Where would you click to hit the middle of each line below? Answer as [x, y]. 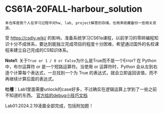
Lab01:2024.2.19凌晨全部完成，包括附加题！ [49, 106]
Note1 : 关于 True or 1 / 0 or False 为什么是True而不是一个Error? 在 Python [81, 60]
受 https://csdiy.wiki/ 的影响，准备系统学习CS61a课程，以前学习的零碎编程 [80, 38]
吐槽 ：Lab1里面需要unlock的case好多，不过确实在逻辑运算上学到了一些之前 [81, 89]
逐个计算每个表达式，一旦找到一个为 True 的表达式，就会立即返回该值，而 [79, 72]
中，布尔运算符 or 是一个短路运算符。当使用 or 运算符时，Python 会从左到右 [81, 67]
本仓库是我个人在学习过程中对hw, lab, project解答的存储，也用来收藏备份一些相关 [79, 23]
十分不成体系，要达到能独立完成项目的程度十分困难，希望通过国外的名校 [82, 44]
